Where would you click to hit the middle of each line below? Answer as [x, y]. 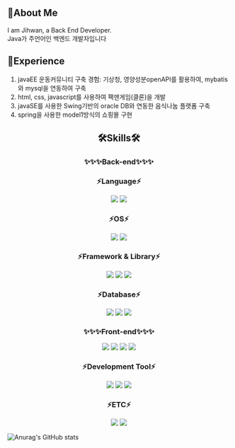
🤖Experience [36, 61]
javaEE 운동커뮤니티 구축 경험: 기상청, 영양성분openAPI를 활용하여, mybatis [123, 79]
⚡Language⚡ [119, 181]
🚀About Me [33, 13]
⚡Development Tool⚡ [119, 367]
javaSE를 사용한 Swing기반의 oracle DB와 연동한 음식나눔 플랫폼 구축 [114, 105]
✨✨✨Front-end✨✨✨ [119, 332]
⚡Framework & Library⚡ [119, 257]
